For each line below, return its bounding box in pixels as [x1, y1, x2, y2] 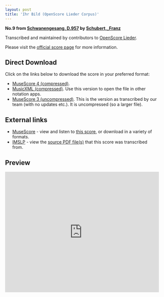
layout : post [5, 7, 32, 12]
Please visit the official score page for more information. [5, 44, 118, 50]
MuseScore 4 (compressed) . [12, 81, 70, 87]
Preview [5, 159, 31, 167]
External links [5, 115, 48, 124]
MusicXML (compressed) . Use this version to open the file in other [12, 86, 146, 92]
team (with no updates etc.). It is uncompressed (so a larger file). [12, 101, 143, 108]
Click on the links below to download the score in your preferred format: [5, 71, 150, 77]
